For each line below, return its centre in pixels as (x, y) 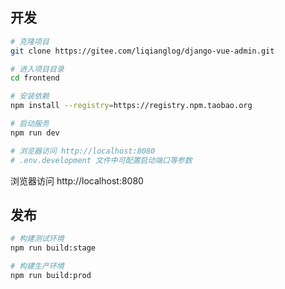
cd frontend (35, 78)
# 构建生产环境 (37, 266)
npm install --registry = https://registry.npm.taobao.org (131, 106)
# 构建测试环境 (37, 239)
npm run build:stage (53, 248)
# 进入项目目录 (37, 69)
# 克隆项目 (30, 41)
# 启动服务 (30, 124)
